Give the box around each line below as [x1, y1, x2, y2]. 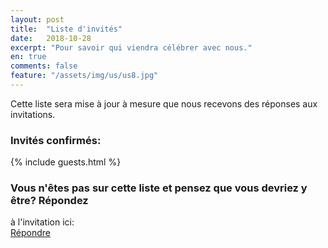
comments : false [10, 61, 78, 71]
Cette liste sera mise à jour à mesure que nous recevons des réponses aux [10, 97, 318, 110]
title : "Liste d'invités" [10, 24, 123, 34]
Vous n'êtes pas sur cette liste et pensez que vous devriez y [10, 181, 308, 195]
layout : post [10, 14, 65, 25]
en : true [10, 52, 47, 62]
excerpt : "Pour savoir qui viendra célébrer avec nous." [10, 42, 253, 53]
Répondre [10, 227, 51, 239]
